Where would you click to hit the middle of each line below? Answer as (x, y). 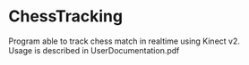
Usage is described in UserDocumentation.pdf (94, 50)
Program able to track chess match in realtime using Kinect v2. (124, 41)
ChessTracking (65, 16)
